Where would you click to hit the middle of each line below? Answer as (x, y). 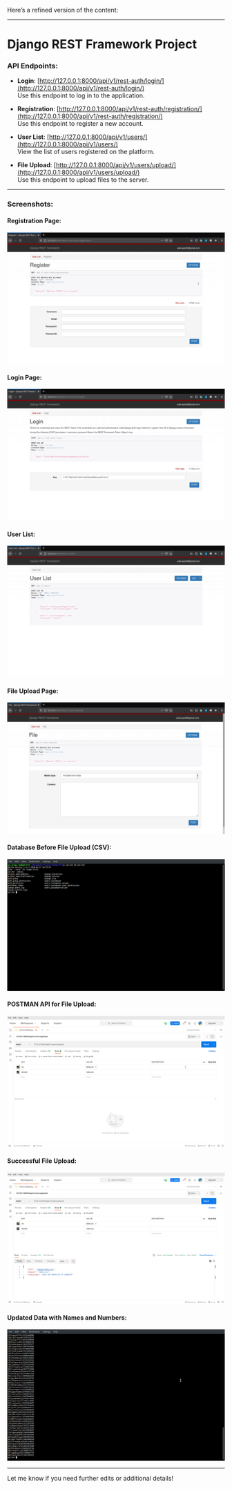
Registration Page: (35, 221)
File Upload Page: (33, 691)
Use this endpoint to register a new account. (80, 124)
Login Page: (25, 377)
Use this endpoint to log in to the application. (81, 95)
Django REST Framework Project (102, 45)
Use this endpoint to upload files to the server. (83, 180)
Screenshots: (30, 205)
